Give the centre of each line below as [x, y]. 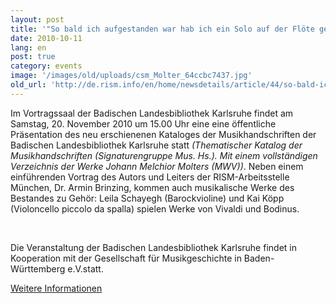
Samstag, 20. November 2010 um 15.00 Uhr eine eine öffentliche [143, 123]
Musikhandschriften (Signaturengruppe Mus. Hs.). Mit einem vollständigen [164, 155]
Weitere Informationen [56, 288]
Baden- [259, 258]
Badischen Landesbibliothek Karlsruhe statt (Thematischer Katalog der [156, 145]
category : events [46, 66]
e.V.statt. [85, 268]
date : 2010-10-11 [46, 38]
